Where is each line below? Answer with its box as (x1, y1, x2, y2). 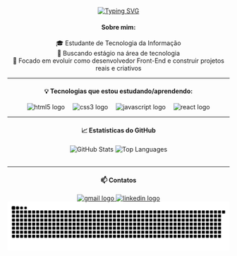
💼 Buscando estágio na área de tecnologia (56, 49, 181, 58)
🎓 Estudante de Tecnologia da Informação (56, 39, 181, 47)
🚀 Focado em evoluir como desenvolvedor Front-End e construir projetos (13, 56, 224, 65)
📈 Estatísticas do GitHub (80, 126, 157, 134)
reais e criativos (95, 64, 142, 73)
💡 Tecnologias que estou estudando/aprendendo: (44, 87, 193, 95)
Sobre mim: (101, 23, 136, 31)
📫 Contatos (100, 176, 137, 184)
